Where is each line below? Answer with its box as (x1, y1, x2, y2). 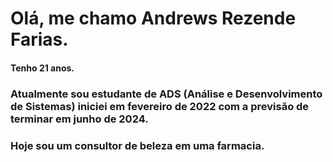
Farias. (10, 28, 69, 51)
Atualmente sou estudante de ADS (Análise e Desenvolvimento (10, 87, 323, 101)
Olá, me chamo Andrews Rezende (10, 7, 297, 30)
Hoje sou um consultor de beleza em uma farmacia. (10, 138, 265, 152)
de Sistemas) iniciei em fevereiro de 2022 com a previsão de (10, 99, 310, 113)
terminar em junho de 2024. (10, 112, 149, 126)
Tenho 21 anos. (10, 62, 75, 74)
